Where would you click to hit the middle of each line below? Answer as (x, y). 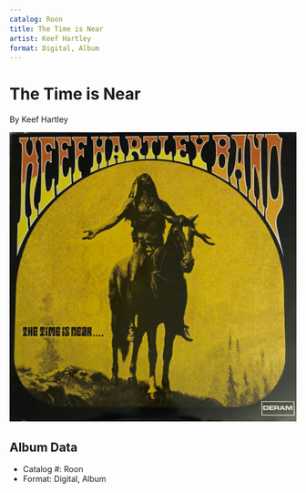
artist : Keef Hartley (51, 38)
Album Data (44, 447)
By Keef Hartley (39, 119)
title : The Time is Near (56, 29)
